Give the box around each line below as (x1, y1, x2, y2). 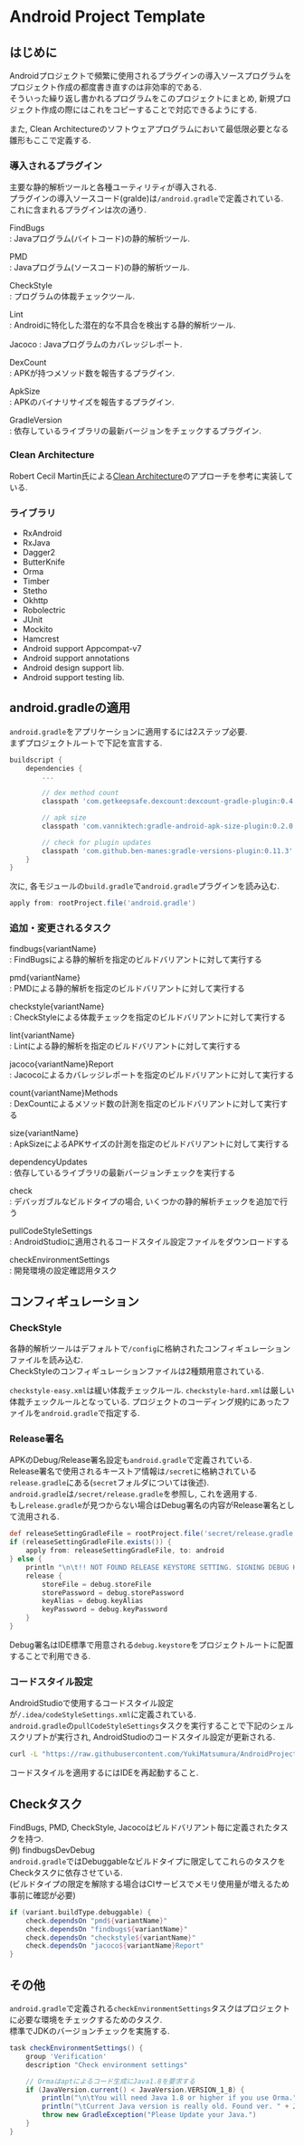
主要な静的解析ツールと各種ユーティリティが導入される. (9, 182, 217, 193)
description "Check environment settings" (25, 2060, 188, 2069)
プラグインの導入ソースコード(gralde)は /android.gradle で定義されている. (9, 193, 284, 204)
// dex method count (42, 789, 119, 798)
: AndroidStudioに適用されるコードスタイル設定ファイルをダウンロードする (9, 1236, 290, 1247)
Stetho (22, 585, 48, 596)
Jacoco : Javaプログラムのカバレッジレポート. (9, 339, 183, 350)
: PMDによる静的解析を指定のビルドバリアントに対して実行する (9, 982, 246, 993)
